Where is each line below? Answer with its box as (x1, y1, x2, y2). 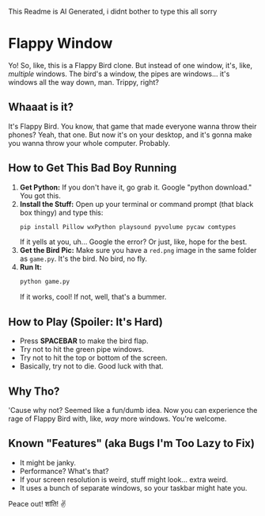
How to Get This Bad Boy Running (8, 162, 177, 175)
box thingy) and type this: (19, 208, 104, 217)
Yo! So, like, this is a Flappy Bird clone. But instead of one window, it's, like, (8, 60, 253, 70)
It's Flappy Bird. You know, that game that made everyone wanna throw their (8, 121, 257, 131)
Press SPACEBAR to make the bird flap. (19, 336, 149, 346)
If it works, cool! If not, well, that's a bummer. (19, 292, 167, 302)
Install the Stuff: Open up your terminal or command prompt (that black (19, 199, 254, 208)
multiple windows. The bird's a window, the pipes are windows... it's (8, 69, 230, 78)
